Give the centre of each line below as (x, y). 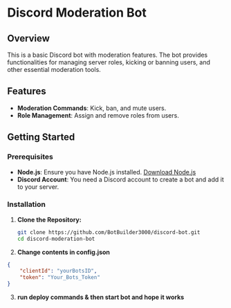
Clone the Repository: (49, 219)
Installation (27, 204)
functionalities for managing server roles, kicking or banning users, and (109, 62)
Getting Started (41, 137)
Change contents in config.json (64, 252)
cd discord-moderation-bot (56, 239)
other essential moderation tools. (54, 70)
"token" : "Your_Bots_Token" (60, 278)
